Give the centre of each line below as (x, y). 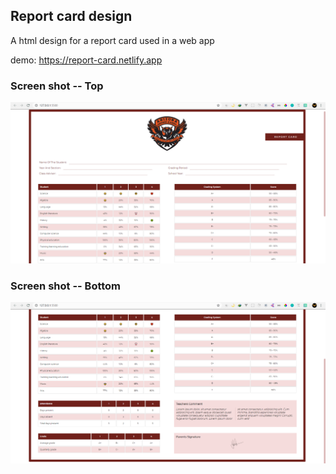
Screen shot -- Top (57, 86)
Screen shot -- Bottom (66, 286)
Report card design (71, 16)
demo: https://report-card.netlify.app (86, 60)
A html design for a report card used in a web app (112, 40)
